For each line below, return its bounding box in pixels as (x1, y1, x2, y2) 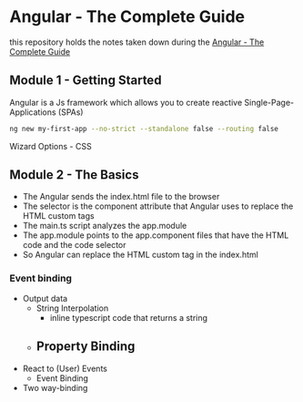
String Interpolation (35, 303, 109, 314)
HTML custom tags (22, 211, 95, 222)
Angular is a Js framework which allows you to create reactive (9, 97, 243, 108)
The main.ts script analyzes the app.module (22, 221, 187, 232)
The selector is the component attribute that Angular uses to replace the (22, 201, 294, 211)
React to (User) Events (22, 363, 107, 374)
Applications (9, 107, 56, 118)
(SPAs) (57, 107, 84, 118)
